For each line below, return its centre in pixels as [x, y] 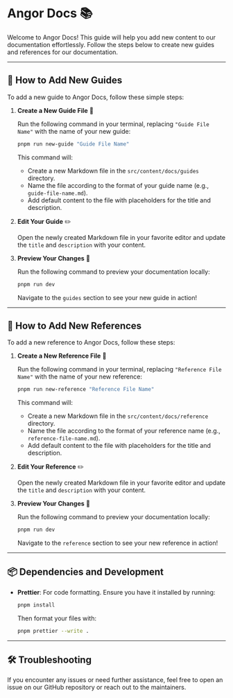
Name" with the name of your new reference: [79, 377]
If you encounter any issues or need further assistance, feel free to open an [115, 680]
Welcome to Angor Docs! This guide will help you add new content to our [112, 37]
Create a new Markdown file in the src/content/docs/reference [118, 416]
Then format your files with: [57, 618]
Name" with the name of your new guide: [74, 131]
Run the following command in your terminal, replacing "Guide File [113, 124]
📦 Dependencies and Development [86, 572]
